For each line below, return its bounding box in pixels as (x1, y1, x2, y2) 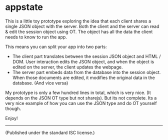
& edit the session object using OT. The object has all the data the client (5, 28, 153, 34)
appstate (5, 1, 43, 13)
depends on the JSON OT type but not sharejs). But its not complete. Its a (5, 94, 157, 101)
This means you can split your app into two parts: (5, 43, 107, 49)
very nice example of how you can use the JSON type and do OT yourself (5, 100, 157, 106)
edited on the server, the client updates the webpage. (12, 64, 123, 70)
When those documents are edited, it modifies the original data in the (12, 74, 155, 80)
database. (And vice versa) (12, 79, 68, 86)
